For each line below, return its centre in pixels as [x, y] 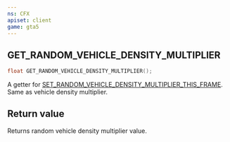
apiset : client [30, 20]
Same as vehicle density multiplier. [57, 92]
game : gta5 [23, 27]
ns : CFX [19, 14]
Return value [36, 114]
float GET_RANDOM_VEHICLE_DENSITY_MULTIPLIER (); [80, 71]
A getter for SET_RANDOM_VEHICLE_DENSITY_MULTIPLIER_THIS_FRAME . [115, 85]
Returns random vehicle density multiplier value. [77, 131]
